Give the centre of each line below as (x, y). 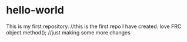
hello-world (35, 10)
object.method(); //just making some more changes (68, 32)
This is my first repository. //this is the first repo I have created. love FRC (94, 26)
